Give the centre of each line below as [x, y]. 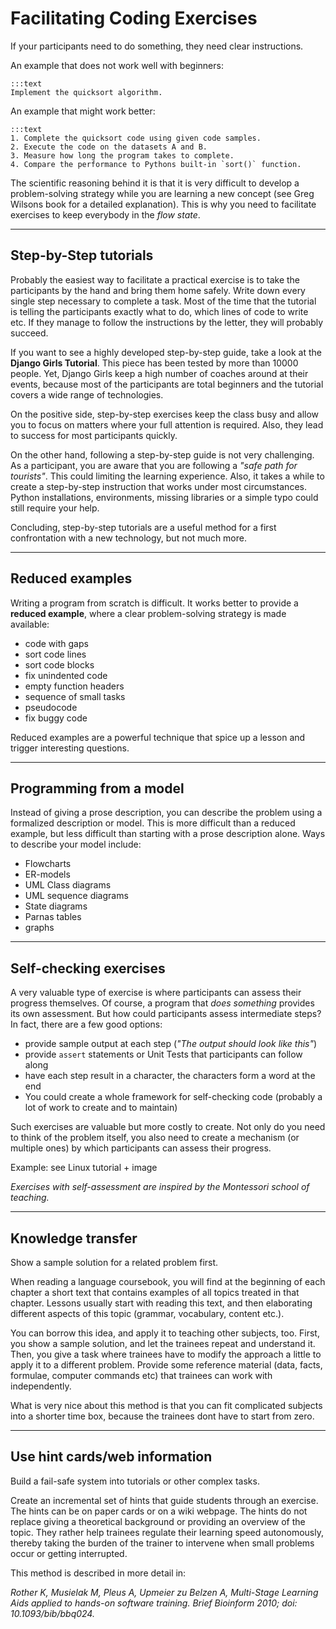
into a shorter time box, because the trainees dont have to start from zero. [162, 1416]
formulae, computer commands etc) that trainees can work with [141, 1375]
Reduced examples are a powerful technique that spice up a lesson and [158, 737]
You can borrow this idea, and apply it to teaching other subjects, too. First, [165, 1333]
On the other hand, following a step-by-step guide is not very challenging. [162, 454]
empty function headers [74, 686]
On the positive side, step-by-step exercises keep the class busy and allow [165, 414]
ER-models [47, 874]
